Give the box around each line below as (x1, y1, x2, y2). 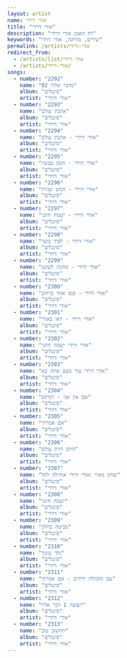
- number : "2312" (13, 594, 64, 601)
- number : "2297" (13, 205, 64, 212)
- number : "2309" (13, 517, 64, 524)
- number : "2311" (13, 569, 64, 576)
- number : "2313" (13, 621, 64, 628)
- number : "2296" (13, 179, 64, 186)
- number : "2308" (13, 490, 64, 498)
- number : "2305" (13, 413, 64, 420)
